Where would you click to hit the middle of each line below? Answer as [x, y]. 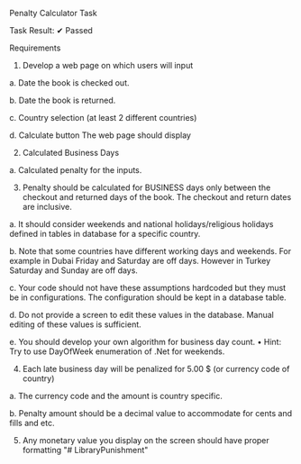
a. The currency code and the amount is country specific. [116, 396]
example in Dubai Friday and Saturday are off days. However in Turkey [140, 261]
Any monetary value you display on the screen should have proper [146, 440]
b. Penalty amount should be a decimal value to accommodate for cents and [151, 413]
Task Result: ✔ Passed [51, 30]
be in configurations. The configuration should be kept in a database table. [148, 297]
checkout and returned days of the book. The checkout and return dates [157, 197]
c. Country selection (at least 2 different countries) [103, 118]
